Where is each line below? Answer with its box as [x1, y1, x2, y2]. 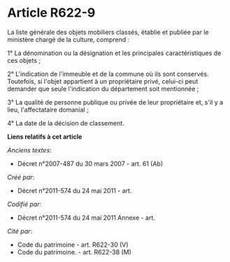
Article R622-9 [7, 5, 96, 21]
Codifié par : [7, 200, 42, 208]
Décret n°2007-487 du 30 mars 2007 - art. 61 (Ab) [17, 159, 164, 168]
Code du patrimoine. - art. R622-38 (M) [17, 247, 131, 256]
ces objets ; [7, 56, 41, 64]
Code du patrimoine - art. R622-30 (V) [17, 240, 129, 249]
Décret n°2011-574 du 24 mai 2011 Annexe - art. [17, 213, 156, 222]
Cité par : [7, 226, 33, 235]
